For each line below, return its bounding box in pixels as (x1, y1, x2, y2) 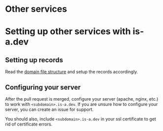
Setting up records (5, 55, 63, 64)
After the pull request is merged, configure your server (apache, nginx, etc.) (5, 96, 159, 102)
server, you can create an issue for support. (5, 106, 94, 112)
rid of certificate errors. (5, 121, 53, 127)
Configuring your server (5, 83, 81, 91)
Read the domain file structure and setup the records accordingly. (5, 69, 138, 75)
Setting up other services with (5, 26, 131, 37)
